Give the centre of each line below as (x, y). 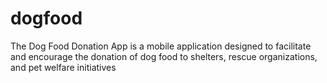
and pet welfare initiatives (63, 67)
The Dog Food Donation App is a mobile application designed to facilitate (161, 46)
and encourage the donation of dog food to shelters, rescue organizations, (164, 56)
